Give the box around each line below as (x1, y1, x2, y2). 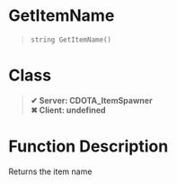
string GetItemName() (30, 35, 111, 44)
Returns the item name (8, 166, 93, 177)
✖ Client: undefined (30, 105, 106, 115)
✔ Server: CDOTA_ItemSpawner (30, 95, 154, 106)
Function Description (8, 136, 169, 157)
